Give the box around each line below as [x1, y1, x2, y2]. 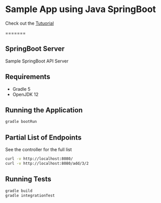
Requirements [5, 73, 50, 81]
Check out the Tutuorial [5, 20, 54, 26]
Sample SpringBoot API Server [5, 58, 69, 64]
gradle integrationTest [5, 193, 55, 198]
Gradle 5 [12, 86, 31, 92]
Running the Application [5, 106, 83, 114]
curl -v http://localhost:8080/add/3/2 [5, 161, 89, 166]
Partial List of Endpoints [5, 133, 82, 142]
